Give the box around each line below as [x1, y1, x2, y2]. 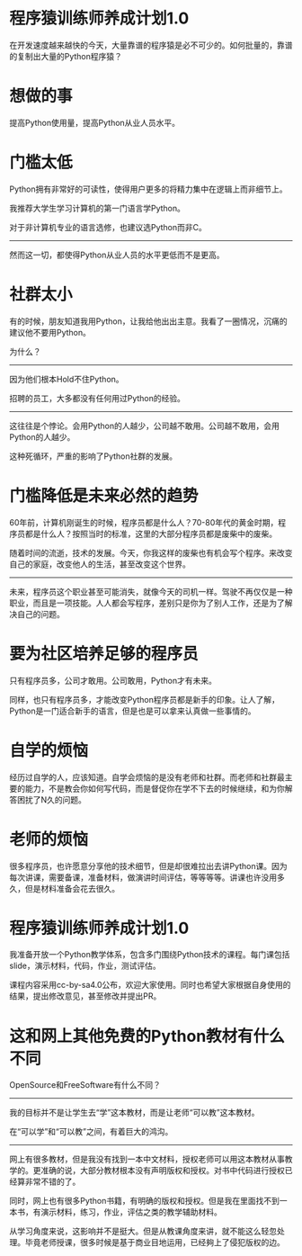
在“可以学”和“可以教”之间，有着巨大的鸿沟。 [9, 1126, 173, 1137]
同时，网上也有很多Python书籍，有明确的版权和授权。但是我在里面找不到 [9, 1196, 280, 1207]
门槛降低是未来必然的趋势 [9, 485, 200, 506]
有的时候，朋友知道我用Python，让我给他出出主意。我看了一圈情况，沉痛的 [9, 316, 288, 327]
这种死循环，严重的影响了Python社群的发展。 [9, 451, 178, 462]
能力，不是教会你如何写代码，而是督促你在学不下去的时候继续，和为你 [24, 783, 285, 794]
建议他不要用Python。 [9, 327, 92, 337]
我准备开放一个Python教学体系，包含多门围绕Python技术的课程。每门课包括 [9, 949, 290, 960]
